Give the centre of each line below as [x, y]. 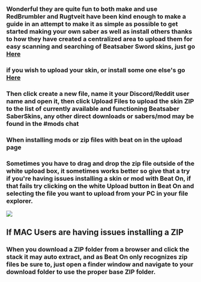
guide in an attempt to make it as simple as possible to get [92, 24]
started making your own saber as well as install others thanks [99, 31]
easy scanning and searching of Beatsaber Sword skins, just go [101, 46]
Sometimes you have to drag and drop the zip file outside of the [100, 163]
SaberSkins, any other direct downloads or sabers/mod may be [100, 116]
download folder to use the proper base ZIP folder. [81, 272]
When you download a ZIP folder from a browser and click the [98, 250]
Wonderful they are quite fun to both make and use [82, 9]
